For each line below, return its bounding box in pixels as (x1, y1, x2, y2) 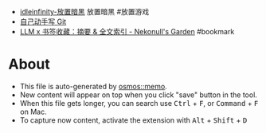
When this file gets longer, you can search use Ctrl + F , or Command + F (19, 98, 259, 108)
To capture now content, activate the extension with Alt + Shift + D (19, 115, 248, 125)
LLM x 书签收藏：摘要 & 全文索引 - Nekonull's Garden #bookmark (19, 27, 235, 36)
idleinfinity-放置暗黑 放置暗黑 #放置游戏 (19, 7, 150, 16)
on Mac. (19, 107, 47, 116)
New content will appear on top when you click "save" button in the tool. (19, 90, 257, 100)
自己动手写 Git (19, 17, 67, 26)
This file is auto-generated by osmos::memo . (19, 81, 167, 91)
